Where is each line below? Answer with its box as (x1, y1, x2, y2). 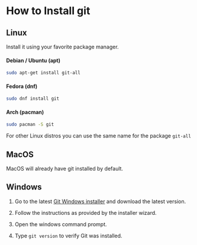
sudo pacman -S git (6, 122, 54, 128)
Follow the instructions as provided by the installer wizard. (14, 209, 157, 216)
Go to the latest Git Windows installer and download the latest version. (14, 198, 186, 205)
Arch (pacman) (6, 108, 44, 116)
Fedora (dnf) (6, 83, 38, 90)
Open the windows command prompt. (14, 220, 108, 228)
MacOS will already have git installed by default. (6, 165, 123, 172)
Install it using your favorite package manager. (6, 43, 120, 50)
